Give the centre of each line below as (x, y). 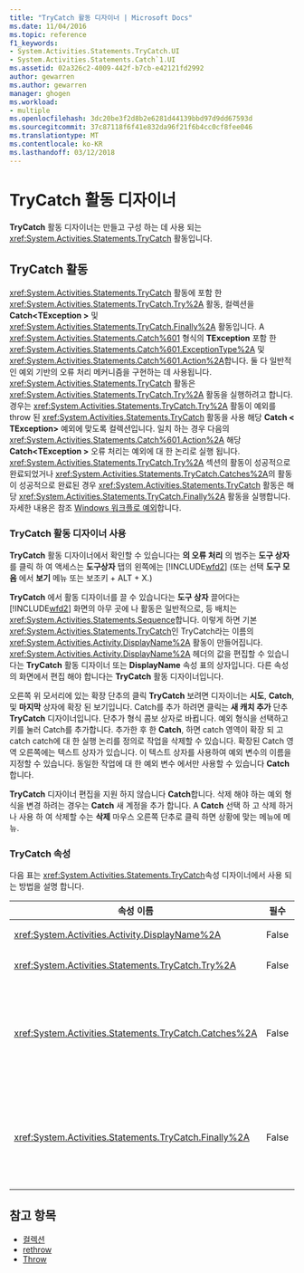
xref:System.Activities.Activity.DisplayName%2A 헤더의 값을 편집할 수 (137, 654)
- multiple (30, 110)
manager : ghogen (40, 93)
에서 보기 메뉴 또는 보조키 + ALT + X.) (85, 578)
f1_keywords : (34, 43)
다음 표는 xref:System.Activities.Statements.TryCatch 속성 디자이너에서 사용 (146, 875)
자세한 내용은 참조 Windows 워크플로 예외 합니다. (95, 508)
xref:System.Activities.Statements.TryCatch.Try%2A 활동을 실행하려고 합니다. (151, 395)
